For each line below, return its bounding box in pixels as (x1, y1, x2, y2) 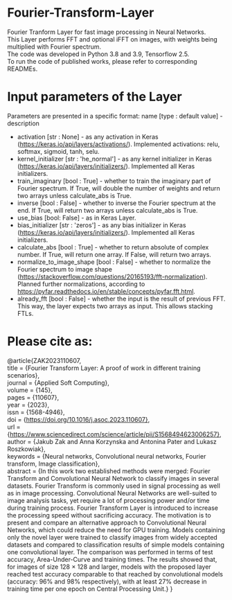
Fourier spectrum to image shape (17, 265, 113, 273)
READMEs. (7, 64, 38, 73)
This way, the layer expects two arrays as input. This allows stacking (17, 301, 213, 310)
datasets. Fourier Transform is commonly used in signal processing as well (7, 482, 220, 490)
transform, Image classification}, (7, 459, 100, 468)
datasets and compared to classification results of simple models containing (7, 540, 225, 549)
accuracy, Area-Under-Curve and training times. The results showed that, (7, 555, 217, 563)
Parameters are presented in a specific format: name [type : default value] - (7, 112, 223, 120)
